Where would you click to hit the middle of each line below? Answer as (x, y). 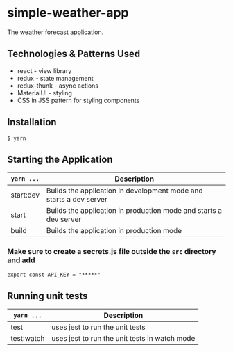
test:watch (28, 339)
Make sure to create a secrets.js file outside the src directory (112, 252)
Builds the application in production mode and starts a (134, 211)
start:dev (25, 195)
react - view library (44, 70)
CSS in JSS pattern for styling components (78, 100)
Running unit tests (48, 296)
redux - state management (55, 78)
